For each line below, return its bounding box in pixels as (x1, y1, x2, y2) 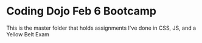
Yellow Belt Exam (6, 30, 50, 38)
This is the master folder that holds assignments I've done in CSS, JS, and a (6, 24, 197, 31)
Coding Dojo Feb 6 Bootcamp (6, 4, 157, 18)
